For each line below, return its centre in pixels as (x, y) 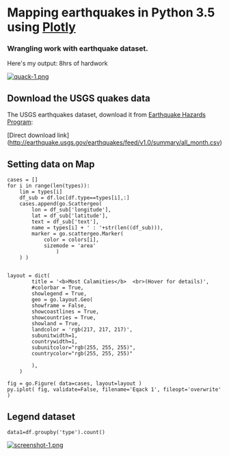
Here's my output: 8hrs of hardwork (57, 64)
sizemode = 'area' (70, 246)
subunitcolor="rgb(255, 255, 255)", (84, 348)
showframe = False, (59, 306)
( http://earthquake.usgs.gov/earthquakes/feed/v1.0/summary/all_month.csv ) (114, 142)
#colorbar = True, (58, 288)
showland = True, (56, 324)
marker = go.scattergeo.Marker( (78, 234)
